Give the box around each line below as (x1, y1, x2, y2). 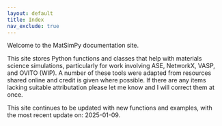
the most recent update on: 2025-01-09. (7, 111, 121, 119)
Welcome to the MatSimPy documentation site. (7, 42, 139, 50)
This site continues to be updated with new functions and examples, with (7, 104, 213, 112)
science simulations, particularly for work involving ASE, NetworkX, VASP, (7, 62, 215, 70)
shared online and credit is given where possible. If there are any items (7, 76, 206, 84)
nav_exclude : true (7, 22, 59, 29)
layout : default (7, 10, 53, 17)
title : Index (7, 16, 44, 23)
